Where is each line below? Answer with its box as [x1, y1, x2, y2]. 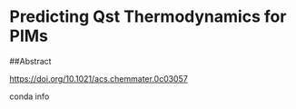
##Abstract [9, 55, 52, 66]
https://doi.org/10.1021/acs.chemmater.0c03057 [9, 73, 188, 84]
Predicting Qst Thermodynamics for [9, 6, 287, 27]
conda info [9, 91, 50, 102]
